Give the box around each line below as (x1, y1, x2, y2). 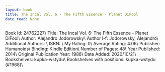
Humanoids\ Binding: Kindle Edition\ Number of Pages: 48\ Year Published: (5, 46, 160, 52)
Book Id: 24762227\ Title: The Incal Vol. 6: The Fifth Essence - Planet (5, 30, 148, 36)
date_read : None (5, 16, 39, 21)
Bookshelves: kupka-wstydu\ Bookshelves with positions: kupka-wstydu (5, 57, 156, 63)
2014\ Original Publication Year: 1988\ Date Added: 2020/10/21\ (5, 51, 137, 57)
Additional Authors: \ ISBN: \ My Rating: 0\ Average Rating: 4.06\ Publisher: (5, 41, 160, 47)
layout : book (5, 7, 33, 12)
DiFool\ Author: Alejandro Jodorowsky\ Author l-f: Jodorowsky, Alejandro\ (5, 35, 158, 41)
